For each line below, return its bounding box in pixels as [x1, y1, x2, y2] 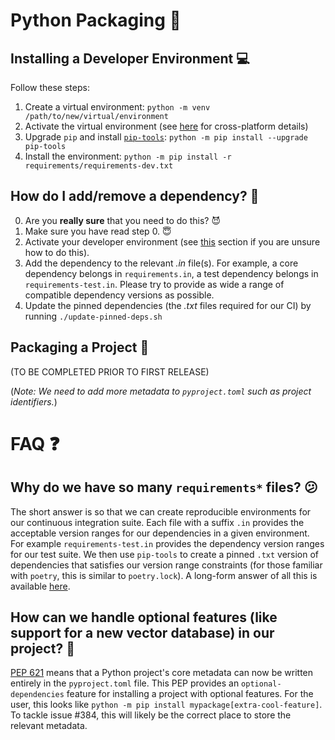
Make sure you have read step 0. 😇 [24, 225, 172, 237]
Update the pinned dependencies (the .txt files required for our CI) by [24, 299, 312, 311]
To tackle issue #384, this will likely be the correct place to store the [10, 709, 292, 721]
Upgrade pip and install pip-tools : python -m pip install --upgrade [24, 131, 308, 143]
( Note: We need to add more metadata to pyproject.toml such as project [10, 385, 312, 397]
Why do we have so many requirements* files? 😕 [10, 479, 318, 496]
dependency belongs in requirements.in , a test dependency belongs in [24, 267, 319, 279]
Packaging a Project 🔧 [10, 339, 150, 356]
